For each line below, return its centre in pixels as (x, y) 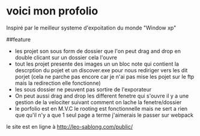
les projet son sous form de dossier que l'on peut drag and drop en (98, 51)
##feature (19, 39)
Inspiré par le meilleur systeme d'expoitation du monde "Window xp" (91, 28)
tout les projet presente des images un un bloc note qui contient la (97, 64)
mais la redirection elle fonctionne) (58, 83)
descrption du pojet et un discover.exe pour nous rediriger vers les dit (101, 70)
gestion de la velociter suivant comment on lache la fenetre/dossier (98, 102)
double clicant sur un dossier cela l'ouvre (66, 57)
